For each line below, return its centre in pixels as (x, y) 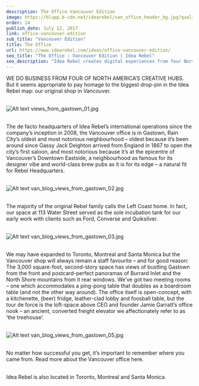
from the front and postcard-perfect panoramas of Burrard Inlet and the (94, 273)
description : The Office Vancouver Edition (61, 12)
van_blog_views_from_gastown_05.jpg (77, 335)
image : (14, 17)
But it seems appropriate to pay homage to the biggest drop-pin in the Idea (97, 84)
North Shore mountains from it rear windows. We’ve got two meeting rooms (98, 279)
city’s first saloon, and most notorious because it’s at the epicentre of (90, 151)
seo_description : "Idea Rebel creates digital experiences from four (94, 61)
